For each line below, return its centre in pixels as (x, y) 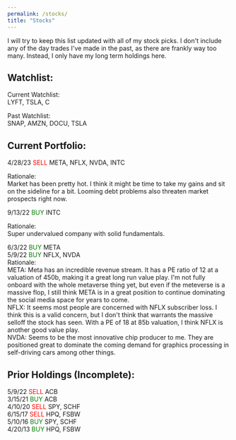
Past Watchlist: (29, 116)
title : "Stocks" (31, 20)
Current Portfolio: (47, 145)
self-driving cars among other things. (61, 352)
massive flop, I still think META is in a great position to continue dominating (116, 292)
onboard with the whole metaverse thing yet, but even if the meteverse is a (116, 285)
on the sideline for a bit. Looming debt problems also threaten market (108, 191)
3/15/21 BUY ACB (33, 399)
